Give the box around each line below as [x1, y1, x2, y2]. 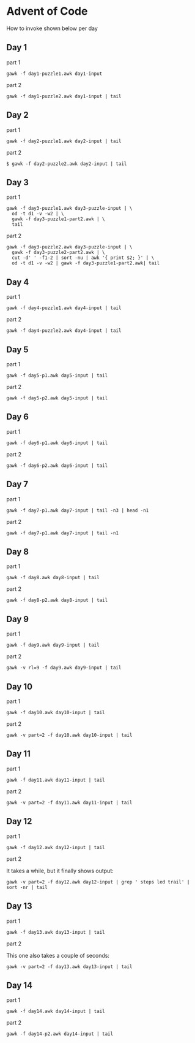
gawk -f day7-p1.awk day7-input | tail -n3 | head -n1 [6, 507, 149, 514]
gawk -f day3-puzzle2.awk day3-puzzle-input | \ [6, 244, 133, 250]
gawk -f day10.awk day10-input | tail [6, 710, 105, 716]
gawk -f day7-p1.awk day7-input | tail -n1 [6, 529, 119, 536]
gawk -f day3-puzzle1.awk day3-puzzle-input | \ [6, 206, 133, 212]
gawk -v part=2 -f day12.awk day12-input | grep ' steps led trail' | [6, 879, 190, 885]
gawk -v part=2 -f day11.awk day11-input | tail [6, 799, 133, 806]
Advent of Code [6, 4, 88, 18]
